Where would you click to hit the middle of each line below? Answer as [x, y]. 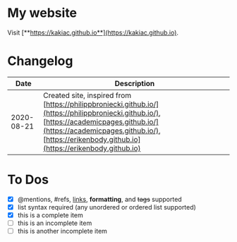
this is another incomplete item [62, 231]
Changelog [40, 61]
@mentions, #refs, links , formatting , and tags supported [99, 199]
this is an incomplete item [55, 223]
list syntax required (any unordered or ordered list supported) [107, 207]
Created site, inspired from [87, 95]
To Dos [28, 180]
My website [42, 13]
